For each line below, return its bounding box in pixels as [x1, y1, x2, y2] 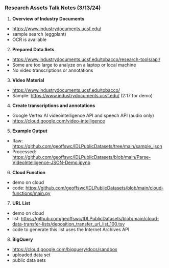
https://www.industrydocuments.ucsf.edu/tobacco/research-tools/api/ [12, 56, 161, 63]
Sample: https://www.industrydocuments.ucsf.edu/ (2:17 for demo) [12, 93, 153, 99]
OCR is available [12, 36, 47, 43]
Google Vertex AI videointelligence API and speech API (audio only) [12, 112, 154, 119]
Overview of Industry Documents [12, 16, 85, 22]
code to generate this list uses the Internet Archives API [12, 226, 130, 233]
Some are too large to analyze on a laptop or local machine [12, 62, 136, 68]
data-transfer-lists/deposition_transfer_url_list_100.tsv [12, 221, 125, 227]
